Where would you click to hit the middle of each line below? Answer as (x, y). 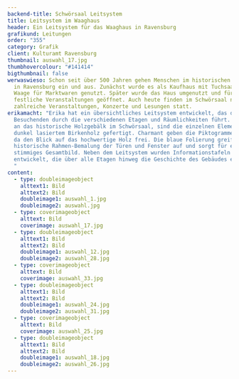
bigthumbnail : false (38, 73)
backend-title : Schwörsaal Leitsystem (65, 14)
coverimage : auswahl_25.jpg (62, 331)
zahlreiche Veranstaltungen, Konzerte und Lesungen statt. (103, 107)
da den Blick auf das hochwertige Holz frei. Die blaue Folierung (114, 139)
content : (20, 172)
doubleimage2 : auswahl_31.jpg (65, 311)
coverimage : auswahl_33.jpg (62, 278)
